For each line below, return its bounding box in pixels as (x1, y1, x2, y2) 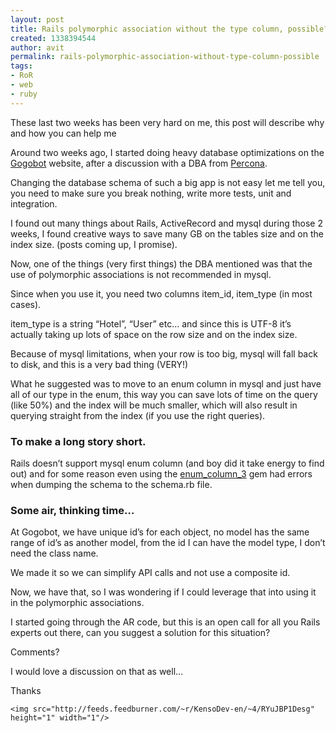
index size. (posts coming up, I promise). (10, 238, 178, 250)
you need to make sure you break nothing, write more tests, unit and (10, 187, 292, 199)
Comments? (10, 646, 60, 658)
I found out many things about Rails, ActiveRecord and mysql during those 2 (10, 217, 323, 229)
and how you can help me (10, 127, 117, 139)
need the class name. (10, 547, 99, 560)
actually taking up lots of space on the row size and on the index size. (10, 328, 298, 340)
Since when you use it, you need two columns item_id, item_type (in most (10, 287, 313, 300)
